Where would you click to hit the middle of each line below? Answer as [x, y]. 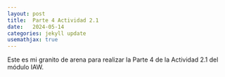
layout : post [26, 14]
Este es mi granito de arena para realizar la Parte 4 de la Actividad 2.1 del [113, 59]
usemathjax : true [33, 40]
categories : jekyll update [47, 33]
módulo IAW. [26, 67]
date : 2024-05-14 [36, 27]
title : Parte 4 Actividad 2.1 [53, 20]
